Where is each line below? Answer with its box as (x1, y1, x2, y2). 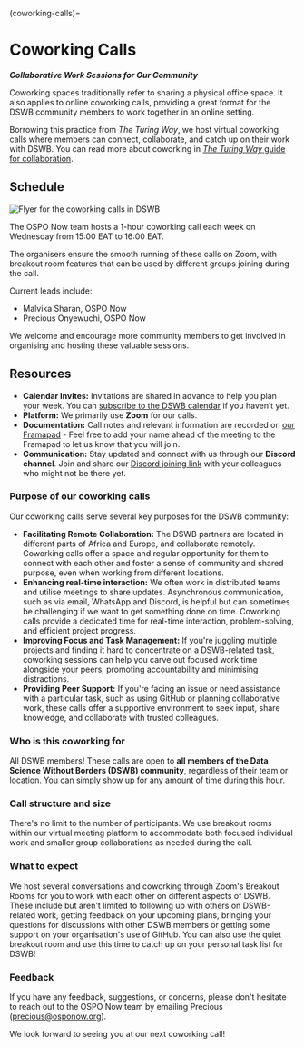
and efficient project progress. (22, 624, 136, 635)
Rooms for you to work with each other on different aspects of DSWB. (9, 890, 270, 901)
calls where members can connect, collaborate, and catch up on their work (9, 134, 290, 145)
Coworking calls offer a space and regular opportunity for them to (22, 547, 270, 558)
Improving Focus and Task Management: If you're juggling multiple (22, 634, 278, 645)
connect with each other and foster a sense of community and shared (22, 557, 284, 568)
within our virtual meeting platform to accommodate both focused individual (9, 827, 293, 839)
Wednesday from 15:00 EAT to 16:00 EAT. (9, 231, 165, 242)
